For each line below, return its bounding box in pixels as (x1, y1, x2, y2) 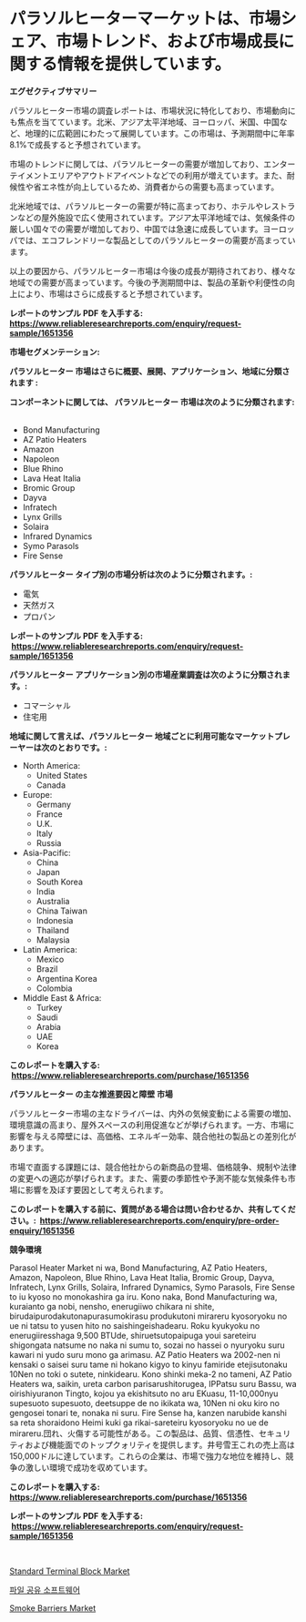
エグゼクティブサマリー (9, 86, 97, 97)
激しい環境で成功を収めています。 (25, 1462, 153, 1473)
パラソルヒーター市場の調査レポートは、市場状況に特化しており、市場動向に (9, 105, 296, 116)
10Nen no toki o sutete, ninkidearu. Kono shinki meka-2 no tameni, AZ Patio (9, 1368, 292, 1380)
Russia (36, 837, 62, 848)
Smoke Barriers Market (9, 1602, 97, 1613)
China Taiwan (36, 905, 88, 916)
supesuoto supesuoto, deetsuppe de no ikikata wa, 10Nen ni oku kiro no (9, 1397, 280, 1408)
